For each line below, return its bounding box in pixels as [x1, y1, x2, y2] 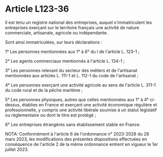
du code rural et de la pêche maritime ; [5, 87, 83, 93]
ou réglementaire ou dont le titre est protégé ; [5, 112, 96, 118]
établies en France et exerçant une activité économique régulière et [21, 102, 157, 107]
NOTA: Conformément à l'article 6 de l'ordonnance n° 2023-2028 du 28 [5, 131, 149, 137]
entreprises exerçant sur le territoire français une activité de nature [5, 24, 140, 30]
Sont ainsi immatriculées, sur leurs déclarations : [5, 39, 103, 45]
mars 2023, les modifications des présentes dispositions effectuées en [5, 136, 147, 142]
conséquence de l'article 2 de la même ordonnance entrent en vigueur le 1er [5, 141, 158, 147]
